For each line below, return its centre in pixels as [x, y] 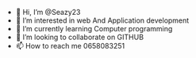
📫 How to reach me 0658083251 [70, 46]
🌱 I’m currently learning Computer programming [94, 29]
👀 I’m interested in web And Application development [102, 20]
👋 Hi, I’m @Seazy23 [48, 12]
